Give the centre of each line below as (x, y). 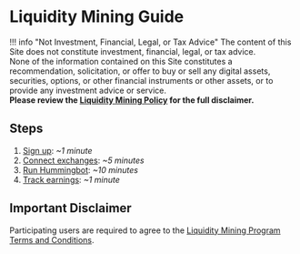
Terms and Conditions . (52, 239)
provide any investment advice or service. (88, 90)
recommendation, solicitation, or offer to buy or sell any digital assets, (140, 71)
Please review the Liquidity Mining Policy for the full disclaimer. (132, 100)
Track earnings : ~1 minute (71, 179)
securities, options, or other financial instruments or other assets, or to (141, 80)
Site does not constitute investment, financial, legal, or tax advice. (133, 51)
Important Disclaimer (70, 208)
